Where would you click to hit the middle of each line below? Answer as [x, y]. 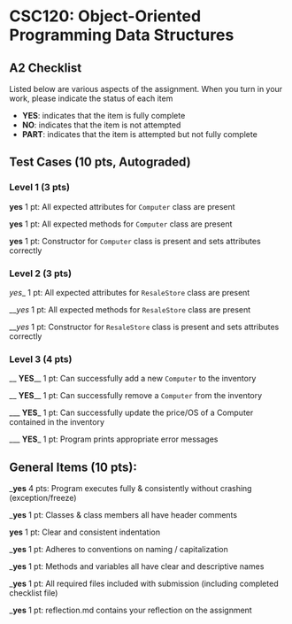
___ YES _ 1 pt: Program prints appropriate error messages [114, 439]
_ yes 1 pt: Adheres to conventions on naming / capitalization [119, 550]
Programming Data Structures [122, 35]
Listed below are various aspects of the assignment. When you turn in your [146, 89]
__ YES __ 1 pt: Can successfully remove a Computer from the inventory [136, 396]
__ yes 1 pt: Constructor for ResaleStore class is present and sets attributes [144, 327]
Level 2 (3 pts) [41, 273]
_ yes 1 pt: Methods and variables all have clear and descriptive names [137, 566]
